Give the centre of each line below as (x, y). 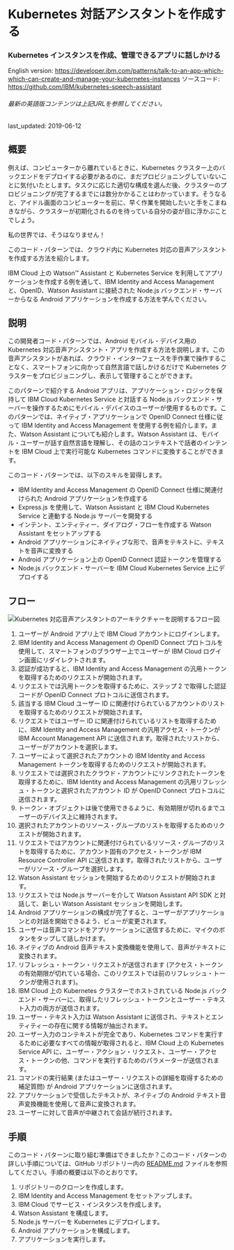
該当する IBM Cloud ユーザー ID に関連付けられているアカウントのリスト (122, 703)
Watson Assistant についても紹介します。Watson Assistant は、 (110, 434)
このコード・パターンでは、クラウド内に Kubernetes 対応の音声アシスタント (117, 249)
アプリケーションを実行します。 (64, 1239)
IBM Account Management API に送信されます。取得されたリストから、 (120, 738)
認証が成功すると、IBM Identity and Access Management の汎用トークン (122, 669)
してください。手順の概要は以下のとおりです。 (75, 1172)
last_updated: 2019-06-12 (45, 125)
